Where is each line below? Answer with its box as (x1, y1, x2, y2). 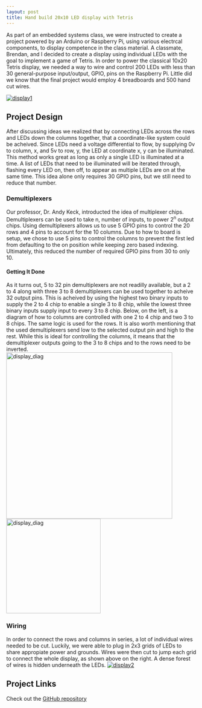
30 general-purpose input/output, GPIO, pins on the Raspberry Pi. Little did (6, 70, 192, 77)
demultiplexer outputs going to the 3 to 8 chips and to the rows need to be (6, 339, 191, 347)
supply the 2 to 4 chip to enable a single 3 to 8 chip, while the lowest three (6, 301, 192, 308)
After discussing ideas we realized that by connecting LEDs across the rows (6, 128, 195, 135)
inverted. (6, 346, 28, 353)
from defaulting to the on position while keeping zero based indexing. (6, 241, 179, 249)
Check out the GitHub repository (6, 695, 87, 702)
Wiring (6, 621, 27, 630)
